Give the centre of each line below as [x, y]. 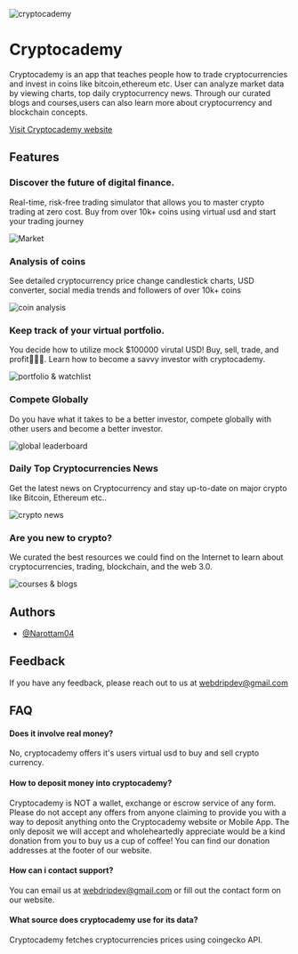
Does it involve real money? [61, 733]
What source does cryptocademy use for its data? [104, 920]
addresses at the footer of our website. [81, 850]
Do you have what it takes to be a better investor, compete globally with [141, 419]
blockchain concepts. [48, 112]
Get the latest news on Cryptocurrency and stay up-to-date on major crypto [148, 488]
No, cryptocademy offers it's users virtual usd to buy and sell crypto [134, 753]
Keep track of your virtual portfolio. [87, 330]
